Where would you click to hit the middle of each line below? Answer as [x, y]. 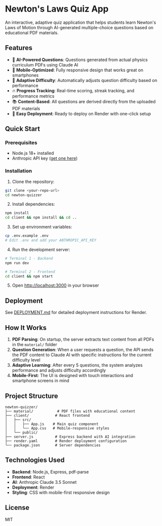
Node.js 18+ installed [33, 153]
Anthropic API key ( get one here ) [45, 158]
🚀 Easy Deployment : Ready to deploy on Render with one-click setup [81, 114]
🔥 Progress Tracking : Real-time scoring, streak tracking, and [73, 90]
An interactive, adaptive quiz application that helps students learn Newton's [81, 22]
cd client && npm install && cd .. [41, 218]
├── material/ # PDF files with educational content [70, 411]
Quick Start [23, 129]
